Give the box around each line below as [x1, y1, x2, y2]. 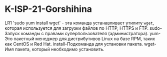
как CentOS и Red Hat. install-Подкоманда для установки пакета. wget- [4, 41, 156, 47]
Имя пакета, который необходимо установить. [4, 46, 104, 52]
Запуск [4, 30, 20, 36]
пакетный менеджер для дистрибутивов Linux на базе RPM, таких [13, 36, 155, 42]
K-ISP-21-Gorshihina [4, 3, 92, 15]
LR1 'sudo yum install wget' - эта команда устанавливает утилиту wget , [4, 20, 154, 26]
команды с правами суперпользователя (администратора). [20, 30, 148, 36]
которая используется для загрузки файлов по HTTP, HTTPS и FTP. [4, 25, 148, 31]
